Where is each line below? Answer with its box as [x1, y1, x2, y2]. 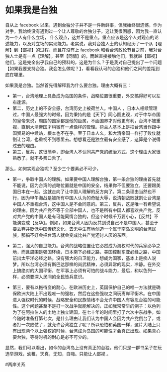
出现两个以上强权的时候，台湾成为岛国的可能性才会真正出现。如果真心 [16, 328, 161, 334]
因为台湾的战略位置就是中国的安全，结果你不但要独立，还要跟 [29, 182, 157, 188]
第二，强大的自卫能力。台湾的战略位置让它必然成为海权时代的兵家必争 [12, 242, 157, 249]
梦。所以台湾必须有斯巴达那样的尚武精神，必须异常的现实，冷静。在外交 [12, 261, 161, 267]
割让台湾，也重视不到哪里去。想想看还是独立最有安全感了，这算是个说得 [12, 136, 161, 142]
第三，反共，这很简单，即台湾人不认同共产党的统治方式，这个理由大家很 [12, 149, 161, 155]
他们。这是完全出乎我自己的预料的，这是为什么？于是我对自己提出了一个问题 [5, 59, 162, 65]
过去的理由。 [12, 142, 39, 148]
